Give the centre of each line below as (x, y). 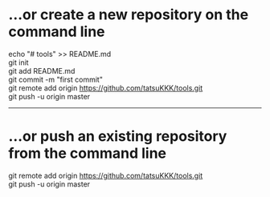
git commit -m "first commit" (55, 79)
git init (19, 62)
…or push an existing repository (118, 137)
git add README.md (42, 70)
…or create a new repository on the (129, 15)
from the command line (88, 153)
